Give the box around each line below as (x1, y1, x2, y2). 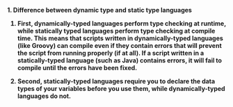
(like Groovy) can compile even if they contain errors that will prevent (17, 42, 223, 49)
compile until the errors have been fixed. (17, 64, 138, 72)
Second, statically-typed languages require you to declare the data (17, 77, 216, 85)
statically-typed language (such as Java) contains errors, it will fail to (17, 56, 223, 65)
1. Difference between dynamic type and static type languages (7, 6, 193, 14)
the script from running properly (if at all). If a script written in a (17, 49, 204, 57)
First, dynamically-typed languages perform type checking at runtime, (17, 19, 226, 27)
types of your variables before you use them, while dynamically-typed (17, 85, 225, 92)
